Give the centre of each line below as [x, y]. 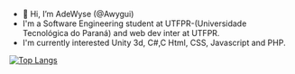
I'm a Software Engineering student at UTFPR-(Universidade [134, 23]
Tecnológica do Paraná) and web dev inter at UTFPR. [121, 33]
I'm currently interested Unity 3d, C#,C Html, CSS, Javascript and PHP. [154, 42]
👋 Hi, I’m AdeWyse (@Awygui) [78, 14]
